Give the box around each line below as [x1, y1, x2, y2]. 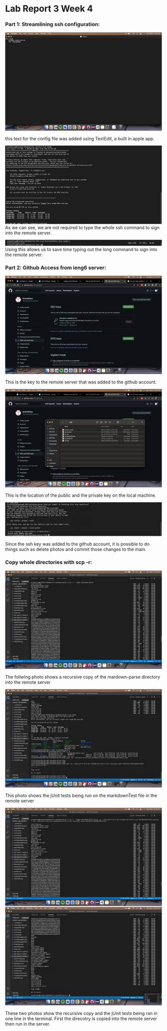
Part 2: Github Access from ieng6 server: [5, 264, 106, 271]
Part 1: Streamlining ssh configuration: [5, 21, 100, 28]
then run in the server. [5, 1021, 51, 1027]
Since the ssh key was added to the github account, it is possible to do [5, 541, 150, 547]
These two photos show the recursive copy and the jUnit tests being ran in [5, 1010, 158, 1016]
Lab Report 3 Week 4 [5, 3, 93, 14]
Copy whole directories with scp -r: [5, 559, 92, 566]
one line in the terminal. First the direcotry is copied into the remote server [5, 1016, 158, 1022]
